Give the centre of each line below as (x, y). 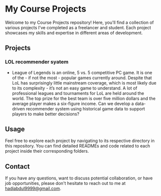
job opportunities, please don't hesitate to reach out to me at (65, 183)
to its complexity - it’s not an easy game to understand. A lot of (75, 88)
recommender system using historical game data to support (85, 108)
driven (18, 108)
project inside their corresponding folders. (47, 151)
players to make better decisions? (46, 114)
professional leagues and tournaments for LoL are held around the (78, 93)
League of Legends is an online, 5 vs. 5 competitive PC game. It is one (82, 72)
